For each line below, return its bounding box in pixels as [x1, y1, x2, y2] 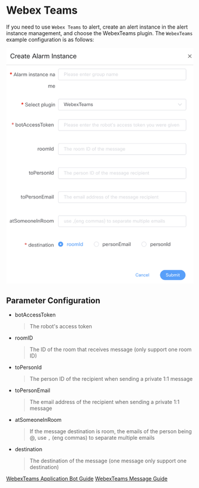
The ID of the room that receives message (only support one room [29, 346, 192, 353]
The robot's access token [29, 322, 92, 330]
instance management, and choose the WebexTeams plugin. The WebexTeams [6, 29, 193, 36]
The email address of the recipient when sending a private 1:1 [29, 398, 180, 405]
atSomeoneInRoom [14, 416, 62, 423]
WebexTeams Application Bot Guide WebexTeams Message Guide [6, 475, 168, 482]
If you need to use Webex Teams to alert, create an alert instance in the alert [6, 23, 188, 30]
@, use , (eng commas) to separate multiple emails [29, 434, 155, 441]
